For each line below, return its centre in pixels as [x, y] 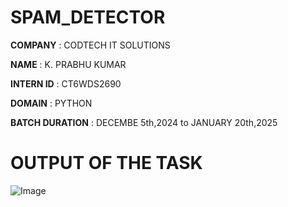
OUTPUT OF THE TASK [106, 163]
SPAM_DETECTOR [88, 17]
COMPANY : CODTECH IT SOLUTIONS [90, 45]
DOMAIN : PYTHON [51, 103]
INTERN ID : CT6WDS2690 [66, 83]
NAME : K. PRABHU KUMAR [68, 64]
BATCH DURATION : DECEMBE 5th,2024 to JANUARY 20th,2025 [144, 122]
